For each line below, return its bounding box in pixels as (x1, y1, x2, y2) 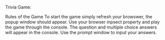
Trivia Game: (5, 4, 31, 10)
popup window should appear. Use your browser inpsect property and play (5, 19, 160, 25)
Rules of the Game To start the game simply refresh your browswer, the (5, 14, 152, 19)
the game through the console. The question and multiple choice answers (5, 24, 157, 30)
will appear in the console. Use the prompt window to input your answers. (5, 30, 157, 35)
